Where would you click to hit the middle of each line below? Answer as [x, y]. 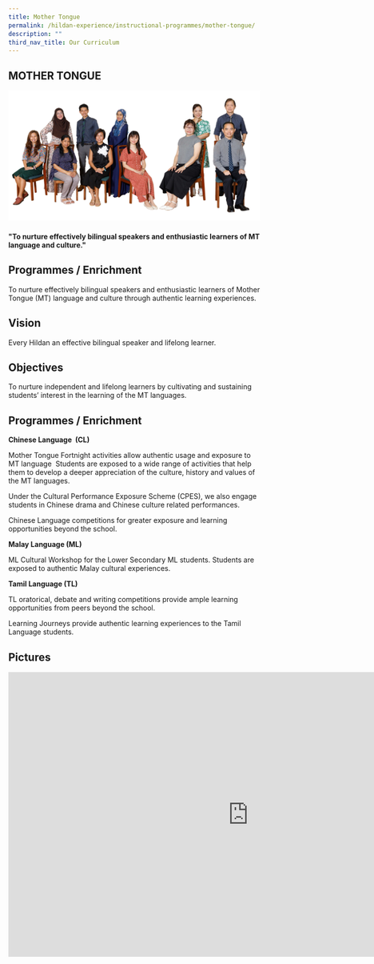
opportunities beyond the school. [63, 529]
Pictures [30, 657]
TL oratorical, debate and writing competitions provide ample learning [123, 600]
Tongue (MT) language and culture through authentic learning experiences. [133, 298]
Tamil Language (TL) [43, 584]
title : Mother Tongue [44, 17]
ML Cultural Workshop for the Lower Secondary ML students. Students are [131, 560]
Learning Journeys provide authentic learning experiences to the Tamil [125, 624]
